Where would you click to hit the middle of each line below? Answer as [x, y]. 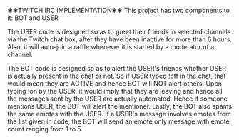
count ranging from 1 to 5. [45, 129]
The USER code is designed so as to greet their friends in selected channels [119, 32]
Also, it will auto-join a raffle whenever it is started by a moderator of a [111, 47]
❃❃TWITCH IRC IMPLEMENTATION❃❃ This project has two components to [119, 10]
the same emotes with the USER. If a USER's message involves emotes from [119, 114]
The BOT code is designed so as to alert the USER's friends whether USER [117, 68]
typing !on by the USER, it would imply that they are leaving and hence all [115, 91]
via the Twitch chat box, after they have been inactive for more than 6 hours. [119, 39]
